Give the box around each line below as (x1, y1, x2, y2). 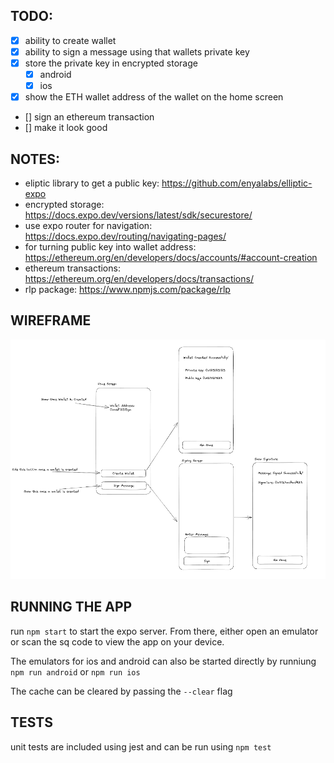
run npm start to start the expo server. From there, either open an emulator (10, 625, 319, 637)
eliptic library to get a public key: (24, 177, 160, 189)
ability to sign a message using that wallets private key (24, 45, 250, 58)
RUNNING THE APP (10, 599, 133, 616)
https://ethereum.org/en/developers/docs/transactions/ (24, 273, 254, 284)
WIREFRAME (10, 312, 92, 329)
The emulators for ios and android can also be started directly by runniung (10, 655, 317, 667)
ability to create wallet (24, 34, 117, 46)
